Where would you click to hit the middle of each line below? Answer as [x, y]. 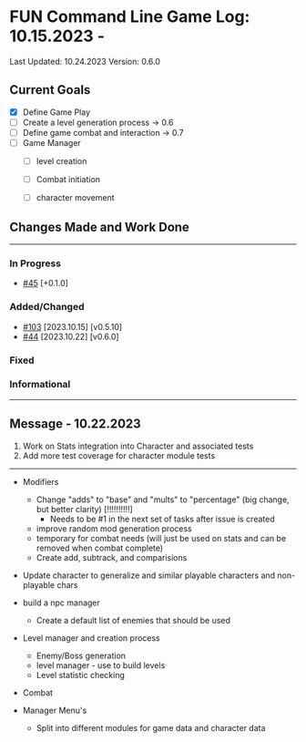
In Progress [36, 263]
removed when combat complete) [100, 548]
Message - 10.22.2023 [75, 424]
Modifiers [41, 481]
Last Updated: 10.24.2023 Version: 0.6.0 [85, 61]
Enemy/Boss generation [81, 655]
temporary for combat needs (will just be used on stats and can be [161, 538]
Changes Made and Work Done [99, 227]
